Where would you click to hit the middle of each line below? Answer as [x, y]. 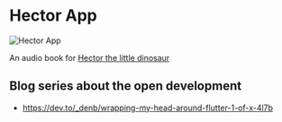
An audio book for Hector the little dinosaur [90, 57]
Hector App [53, 16]
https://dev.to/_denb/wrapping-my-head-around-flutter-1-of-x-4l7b [147, 108]
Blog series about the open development [125, 86]
